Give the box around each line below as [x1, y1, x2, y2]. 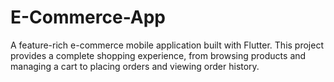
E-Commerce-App [10, 6, 167, 29]
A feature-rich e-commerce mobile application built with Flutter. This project [10, 39, 324, 51]
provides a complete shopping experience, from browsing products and [10, 49, 307, 61]
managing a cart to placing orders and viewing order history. [10, 60, 260, 72]
